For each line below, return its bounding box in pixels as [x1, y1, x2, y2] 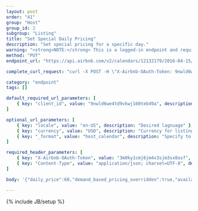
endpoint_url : [6, 58, 41, 64]
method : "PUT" [6, 52, 41, 58]
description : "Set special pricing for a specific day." [6, 42, 149, 48]
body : [6, 176, 19, 183]
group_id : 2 [6, 25, 35, 31]
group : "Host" [6, 19, 41, 25]
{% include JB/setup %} [6, 198, 65, 205]
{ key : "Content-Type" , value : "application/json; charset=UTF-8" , [16, 160, 186, 166]
